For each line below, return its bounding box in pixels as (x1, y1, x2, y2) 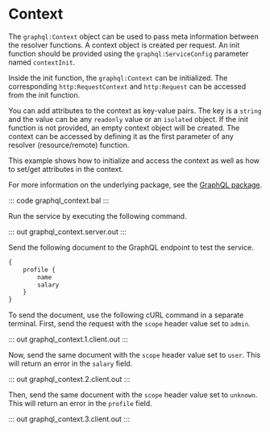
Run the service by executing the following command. (8, 211, 187, 220)
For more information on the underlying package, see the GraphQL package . (8, 179, 263, 190)
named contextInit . (8, 57, 75, 67)
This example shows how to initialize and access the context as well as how (8, 155, 260, 166)
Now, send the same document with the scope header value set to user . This (8, 350, 261, 360)
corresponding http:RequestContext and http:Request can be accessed (8, 82, 247, 91)
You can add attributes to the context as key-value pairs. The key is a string (8, 106, 262, 115)
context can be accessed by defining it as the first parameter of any (8, 131, 234, 141)
